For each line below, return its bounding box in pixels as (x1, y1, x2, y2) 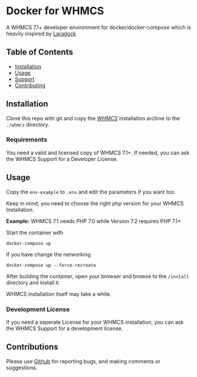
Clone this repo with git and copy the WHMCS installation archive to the (6, 114, 180, 122)
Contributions (6, 342, 58, 352)
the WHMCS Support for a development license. (6, 324, 123, 332)
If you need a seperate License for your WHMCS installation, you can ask (6, 318, 184, 326)
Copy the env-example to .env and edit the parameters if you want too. (6, 188, 176, 195)
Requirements (6, 136, 48, 144)
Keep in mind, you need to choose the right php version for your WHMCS (6, 199, 184, 207)
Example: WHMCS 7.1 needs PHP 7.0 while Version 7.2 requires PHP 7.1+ (6, 217, 182, 224)
